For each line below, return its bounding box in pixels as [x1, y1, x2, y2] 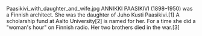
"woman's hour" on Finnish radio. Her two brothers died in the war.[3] [6, 24, 180, 31]
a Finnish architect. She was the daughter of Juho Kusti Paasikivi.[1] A [6, 11, 180, 18]
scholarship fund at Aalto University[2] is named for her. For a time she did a [6, 18, 196, 24]
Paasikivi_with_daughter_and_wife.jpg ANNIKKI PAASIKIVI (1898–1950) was [6, 5, 193, 12]
